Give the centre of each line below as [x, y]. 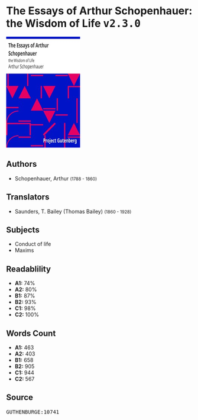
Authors [22, 164]
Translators [28, 197]
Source [20, 398]
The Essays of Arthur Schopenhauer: [99, 11]
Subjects [23, 230]
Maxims [24, 250]
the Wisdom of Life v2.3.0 [73, 23]
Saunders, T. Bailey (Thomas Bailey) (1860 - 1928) [73, 211]
